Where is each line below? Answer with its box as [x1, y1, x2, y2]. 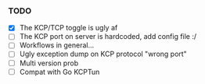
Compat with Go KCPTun [19, 67, 100, 76]
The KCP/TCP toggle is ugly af [19, 23, 118, 33]
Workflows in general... [19, 40, 95, 50]
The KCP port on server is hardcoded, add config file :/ [19, 32, 197, 41]
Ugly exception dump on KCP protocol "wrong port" [19, 49, 188, 59]
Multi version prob [19, 58, 79, 68]
